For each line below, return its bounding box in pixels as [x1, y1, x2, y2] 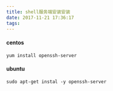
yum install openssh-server [6, 52, 77, 58]
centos [6, 39, 24, 46]
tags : [6, 20, 20, 26]
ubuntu [6, 65, 25, 73]
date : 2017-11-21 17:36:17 [6, 15, 74, 21]
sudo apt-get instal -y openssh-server [6, 78, 107, 85]
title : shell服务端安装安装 [6, 8, 71, 15]
